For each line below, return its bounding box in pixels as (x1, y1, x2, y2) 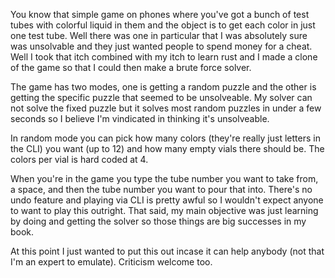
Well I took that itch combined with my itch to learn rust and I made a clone (10, 51, 318, 63)
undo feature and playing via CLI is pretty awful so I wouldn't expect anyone (10, 194, 324, 206)
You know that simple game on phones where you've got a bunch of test (10, 9, 310, 20)
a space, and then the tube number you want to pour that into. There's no (10, 184, 313, 195)
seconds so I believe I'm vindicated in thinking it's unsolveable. (10, 113, 270, 124)
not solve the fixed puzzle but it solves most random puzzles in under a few (10, 102, 322, 114)
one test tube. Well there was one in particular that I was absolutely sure (10, 30, 308, 41)
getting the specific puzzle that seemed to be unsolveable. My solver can (10, 92, 313, 103)
